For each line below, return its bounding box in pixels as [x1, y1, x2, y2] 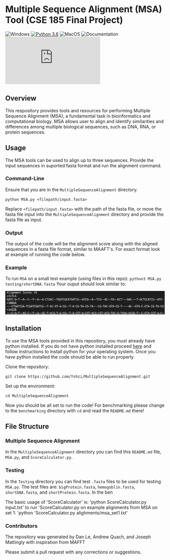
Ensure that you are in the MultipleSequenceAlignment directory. [5, 186, 138, 193]
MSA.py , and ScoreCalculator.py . [5, 454, 73, 460]
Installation [5, 324, 41, 333]
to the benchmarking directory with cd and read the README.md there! [5, 407, 144, 413]
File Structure [5, 422, 49, 431]
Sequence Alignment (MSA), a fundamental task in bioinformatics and [5, 113, 151, 119]
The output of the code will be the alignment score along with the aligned [5, 241, 158, 247]
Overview [5, 94, 37, 103]
